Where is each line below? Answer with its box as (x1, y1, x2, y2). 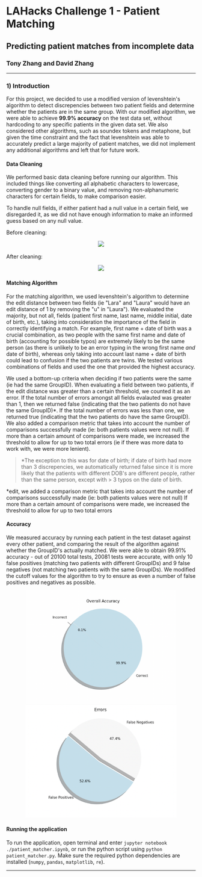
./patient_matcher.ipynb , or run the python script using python (6, 845, 162, 852)
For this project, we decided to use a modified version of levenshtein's (6, 95, 180, 103)
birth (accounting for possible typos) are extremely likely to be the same (6, 337, 185, 344)
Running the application (6, 826, 67, 833)
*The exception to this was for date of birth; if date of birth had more (20, 456, 192, 464)
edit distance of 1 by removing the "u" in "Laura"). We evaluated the (6, 305, 174, 312)
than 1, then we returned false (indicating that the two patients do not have (6, 400, 191, 408)
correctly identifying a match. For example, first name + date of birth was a (6, 324, 192, 332)
